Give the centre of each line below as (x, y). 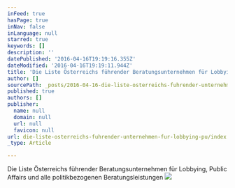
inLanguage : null (33, 33)
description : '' (31, 53)
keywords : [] (26, 46)
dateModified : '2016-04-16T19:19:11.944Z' (70, 65)
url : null (28, 124)
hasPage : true (28, 20)
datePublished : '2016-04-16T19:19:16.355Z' (72, 59)
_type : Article (29, 143)
